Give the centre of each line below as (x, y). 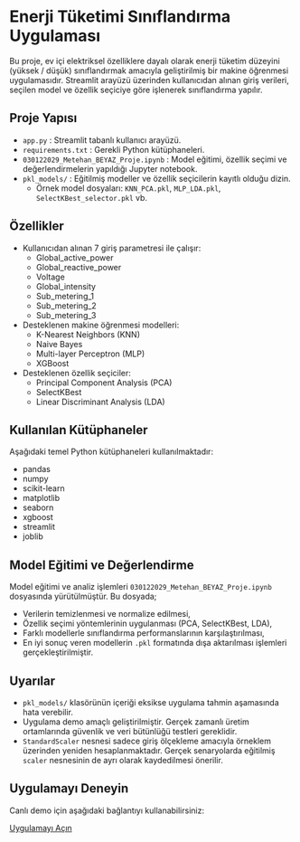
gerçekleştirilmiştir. (57, 652)
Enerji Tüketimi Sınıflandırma (120, 17)
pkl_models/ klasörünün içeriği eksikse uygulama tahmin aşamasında (150, 702)
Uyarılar (33, 681)
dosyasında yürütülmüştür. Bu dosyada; (83, 596)
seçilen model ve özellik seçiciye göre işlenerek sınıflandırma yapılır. (136, 90)
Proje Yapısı (43, 118)
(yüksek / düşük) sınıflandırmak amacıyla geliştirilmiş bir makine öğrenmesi (149, 71)
